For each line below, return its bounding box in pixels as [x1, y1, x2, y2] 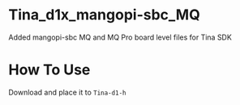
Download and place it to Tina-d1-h [8, 87, 126, 97]
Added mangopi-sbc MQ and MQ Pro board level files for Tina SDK [8, 32, 233, 42]
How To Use [8, 61, 91, 79]
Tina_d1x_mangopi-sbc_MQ [8, 6, 200, 24]
